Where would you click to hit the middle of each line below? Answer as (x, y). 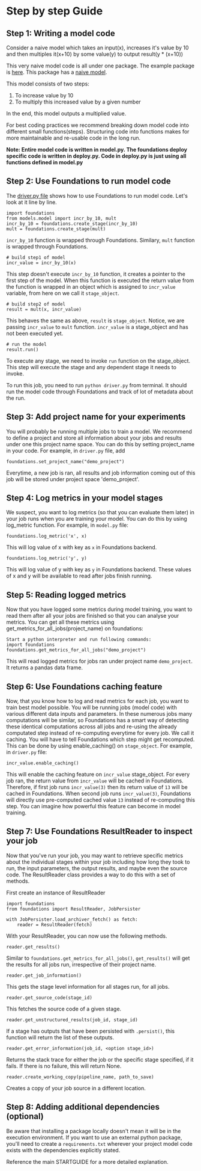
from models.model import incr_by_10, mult (61, 218)
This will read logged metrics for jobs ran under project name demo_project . (100, 661)
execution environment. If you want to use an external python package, (94, 1137)
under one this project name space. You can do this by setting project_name (100, 444)
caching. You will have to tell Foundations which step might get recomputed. (100, 739)
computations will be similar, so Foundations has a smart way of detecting (97, 721)
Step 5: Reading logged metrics (66, 595)
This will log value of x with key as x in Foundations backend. (82, 547)
